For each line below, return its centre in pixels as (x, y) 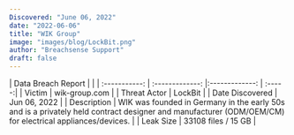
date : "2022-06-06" (45, 26)
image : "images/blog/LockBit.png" (73, 42)
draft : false (33, 58)
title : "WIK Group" (45, 34)
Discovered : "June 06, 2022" (63, 17)
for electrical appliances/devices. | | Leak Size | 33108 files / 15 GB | (133, 121)
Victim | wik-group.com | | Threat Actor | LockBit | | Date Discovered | (151, 93)
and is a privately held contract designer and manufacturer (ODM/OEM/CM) (147, 112)
